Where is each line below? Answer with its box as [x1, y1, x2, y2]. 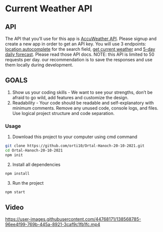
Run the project [12, 180, 44, 186]
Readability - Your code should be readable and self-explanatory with [12, 100, 154, 106]
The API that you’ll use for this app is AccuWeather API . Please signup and [5, 36, 157, 41]
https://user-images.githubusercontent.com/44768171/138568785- [5, 216, 141, 222]
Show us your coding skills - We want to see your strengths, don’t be [12, 89, 153, 95]
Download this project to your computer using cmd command [12, 134, 137, 140]
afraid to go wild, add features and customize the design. [12, 94, 129, 100]
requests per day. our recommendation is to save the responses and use [5, 57, 153, 62]
